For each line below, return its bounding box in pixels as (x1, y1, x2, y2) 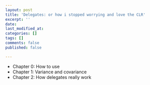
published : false (5, 45, 42, 50)
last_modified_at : (5, 26, 44, 31)
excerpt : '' (5, 17, 30, 22)
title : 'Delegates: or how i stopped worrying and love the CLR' (5, 12, 145, 17)
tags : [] (5, 36, 24, 41)
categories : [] (5, 31, 37, 36)
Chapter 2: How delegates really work (12, 74, 92, 80)
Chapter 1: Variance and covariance (12, 69, 87, 75)
